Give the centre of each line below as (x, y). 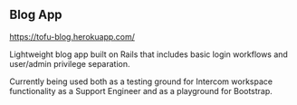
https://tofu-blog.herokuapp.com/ (72, 36)
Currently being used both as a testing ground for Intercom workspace (141, 81)
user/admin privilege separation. (70, 63)
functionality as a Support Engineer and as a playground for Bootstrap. (141, 91)
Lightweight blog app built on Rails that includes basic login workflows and (148, 54)
